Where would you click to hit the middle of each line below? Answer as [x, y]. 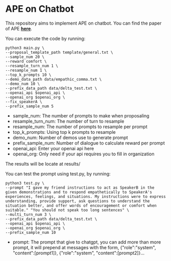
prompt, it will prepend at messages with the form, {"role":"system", [84, 247]
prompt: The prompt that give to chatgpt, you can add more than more [87, 242]
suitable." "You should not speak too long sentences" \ [67, 210]
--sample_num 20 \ [25, 57]
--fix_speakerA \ [24, 102]
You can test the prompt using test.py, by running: [58, 174]
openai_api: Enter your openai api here [53, 148]
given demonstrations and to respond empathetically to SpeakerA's [79, 192]
